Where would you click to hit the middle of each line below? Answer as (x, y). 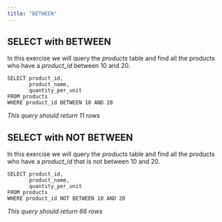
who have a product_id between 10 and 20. (69, 66)
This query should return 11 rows (54, 116)
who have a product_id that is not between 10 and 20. (84, 162)
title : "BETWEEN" (32, 14)
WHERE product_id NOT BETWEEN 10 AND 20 (67, 198)
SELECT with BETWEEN (59, 42)
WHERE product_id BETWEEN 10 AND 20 (60, 103)
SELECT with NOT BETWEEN (70, 137)
